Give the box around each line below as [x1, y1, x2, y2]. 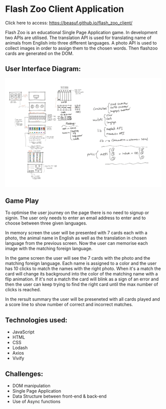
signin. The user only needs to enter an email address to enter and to [5, 215, 146, 221]
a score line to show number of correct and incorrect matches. [5, 302, 133, 308]
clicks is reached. [5, 287, 41, 293]
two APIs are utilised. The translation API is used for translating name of [5, 35, 152, 41]
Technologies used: [5, 316, 68, 324]
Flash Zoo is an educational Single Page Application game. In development [5, 29, 158, 35]
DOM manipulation [12, 383, 51, 389]
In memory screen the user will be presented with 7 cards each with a [5, 230, 148, 236]
